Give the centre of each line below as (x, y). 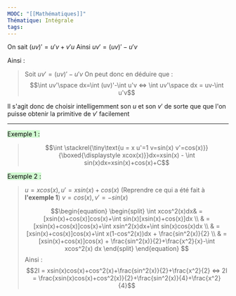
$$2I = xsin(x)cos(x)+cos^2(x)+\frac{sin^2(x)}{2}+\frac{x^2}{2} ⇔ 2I (126, 271)
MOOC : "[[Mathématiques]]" (47, 14)
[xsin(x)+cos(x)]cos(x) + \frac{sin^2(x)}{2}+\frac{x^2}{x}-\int (127, 241)
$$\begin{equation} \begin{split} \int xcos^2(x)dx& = (127, 211)
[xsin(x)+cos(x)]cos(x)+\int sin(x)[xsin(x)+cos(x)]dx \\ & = (127, 218)
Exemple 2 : (24, 176)
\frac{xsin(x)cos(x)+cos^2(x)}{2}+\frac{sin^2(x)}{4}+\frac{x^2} (130, 278)
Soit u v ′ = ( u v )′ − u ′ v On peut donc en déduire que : (99, 74)
